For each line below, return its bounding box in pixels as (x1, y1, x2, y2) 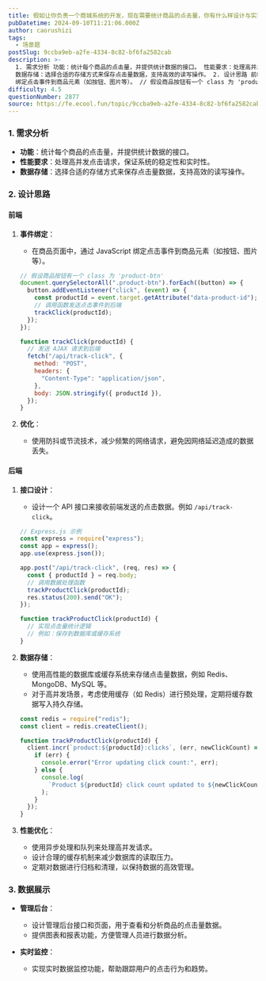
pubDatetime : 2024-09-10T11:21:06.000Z (8, 19, 140, 27)
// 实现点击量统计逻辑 (27, 623, 91, 630)
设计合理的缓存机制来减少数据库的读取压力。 (31, 853, 178, 862)
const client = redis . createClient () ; (19, 722, 148, 730)
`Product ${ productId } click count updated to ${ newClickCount (48, 780, 261, 789)
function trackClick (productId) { (19, 338, 134, 346)
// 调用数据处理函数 (27, 578, 85, 587)
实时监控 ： (19, 947, 55, 956)
